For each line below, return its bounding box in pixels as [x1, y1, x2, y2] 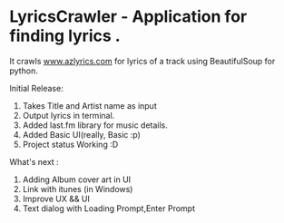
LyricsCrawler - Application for [9, 6, 248, 27]
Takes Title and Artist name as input [22, 100, 157, 111]
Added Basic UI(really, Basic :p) [22, 129, 141, 140]
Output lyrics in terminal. [22, 110, 115, 121]
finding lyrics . [9, 25, 121, 46]
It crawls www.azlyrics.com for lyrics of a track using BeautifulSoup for [9, 55, 276, 66]
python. [9, 65, 38, 76]
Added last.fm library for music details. [22, 120, 168, 131]
